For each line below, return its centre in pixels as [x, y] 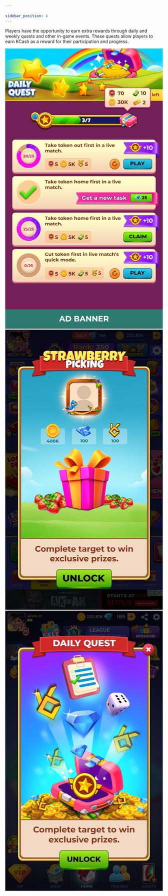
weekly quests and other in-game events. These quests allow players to [79, 36]
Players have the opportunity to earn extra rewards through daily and [76, 31]
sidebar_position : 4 [27, 16]
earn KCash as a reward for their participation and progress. [67, 41]
